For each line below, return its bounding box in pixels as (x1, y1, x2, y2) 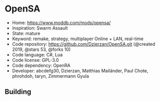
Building (5, 87, 31, 96)
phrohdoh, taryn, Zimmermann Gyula (12, 73, 89, 79)
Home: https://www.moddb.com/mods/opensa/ (12, 20, 111, 26)
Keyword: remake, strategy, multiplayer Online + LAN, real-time (12, 36, 144, 42)
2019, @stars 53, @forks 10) (12, 46, 71, 52)
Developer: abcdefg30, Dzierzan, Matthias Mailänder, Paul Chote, (12, 67, 148, 73)
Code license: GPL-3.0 (12, 57, 59, 63)
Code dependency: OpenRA (12, 62, 71, 68)
